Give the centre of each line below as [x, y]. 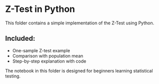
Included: [20, 39]
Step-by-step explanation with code [49, 61]
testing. [13, 76]
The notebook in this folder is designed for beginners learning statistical [79, 71]
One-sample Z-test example [41, 50]
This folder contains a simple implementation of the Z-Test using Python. [80, 23]
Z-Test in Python [40, 9]
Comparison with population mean [48, 56]
